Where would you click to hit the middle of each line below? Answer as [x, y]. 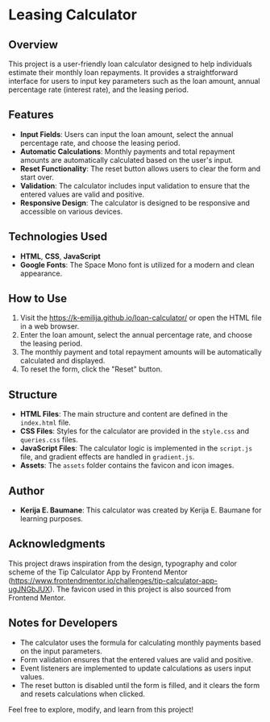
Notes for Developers [63, 623]
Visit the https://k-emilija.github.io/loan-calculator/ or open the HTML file [141, 318]
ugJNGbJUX [29, 589]
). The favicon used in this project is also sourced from [140, 589]
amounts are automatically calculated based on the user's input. [127, 160]
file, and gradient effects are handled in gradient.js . [107, 457]
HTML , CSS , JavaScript [60, 256]
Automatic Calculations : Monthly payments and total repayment [127, 151]
